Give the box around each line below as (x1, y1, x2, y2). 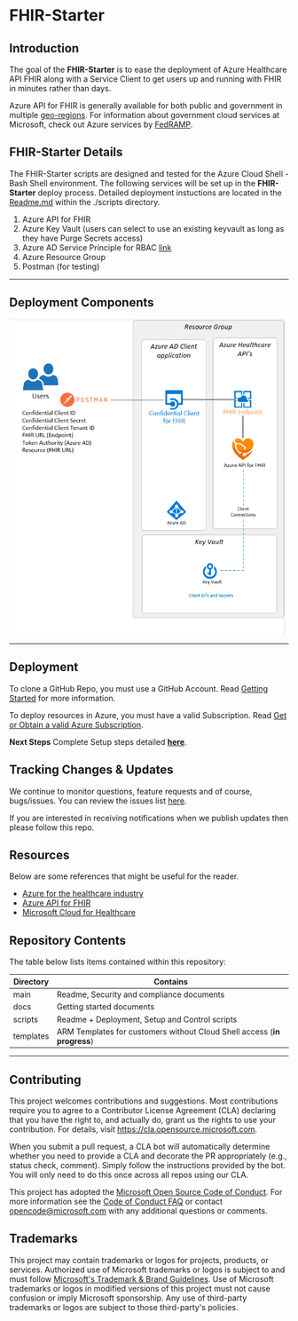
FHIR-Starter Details (9, 145, 123, 160)
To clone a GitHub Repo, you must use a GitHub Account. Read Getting (9, 683, 269, 693)
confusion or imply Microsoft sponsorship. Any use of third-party (9, 1293, 247, 1303)
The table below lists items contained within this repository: (9, 956, 226, 968)
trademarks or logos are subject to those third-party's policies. (9, 1301, 239, 1312)
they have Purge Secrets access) (21, 233, 144, 243)
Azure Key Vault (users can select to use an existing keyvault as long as (21, 223, 285, 233)
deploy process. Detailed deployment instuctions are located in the (37, 187, 282, 198)
